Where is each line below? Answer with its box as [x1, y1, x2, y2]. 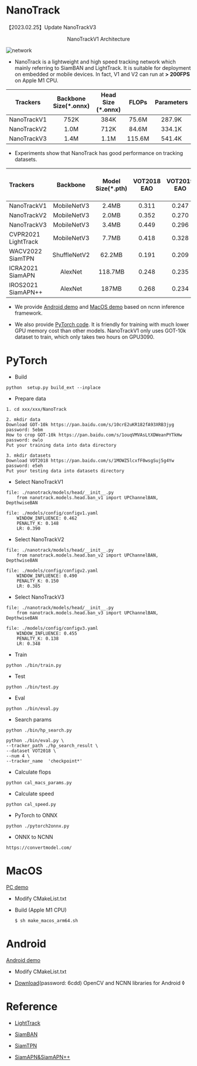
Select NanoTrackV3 [14, 593, 64, 601]
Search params [14, 716, 52, 723]
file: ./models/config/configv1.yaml [6, 510, 98, 516]
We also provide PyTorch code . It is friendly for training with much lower [14, 321, 189, 328]
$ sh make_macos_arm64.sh [14, 917, 78, 923]
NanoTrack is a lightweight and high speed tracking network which [14, 58, 176, 65]
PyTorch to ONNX [14, 811, 57, 819]
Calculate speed [14, 790, 55, 797]
